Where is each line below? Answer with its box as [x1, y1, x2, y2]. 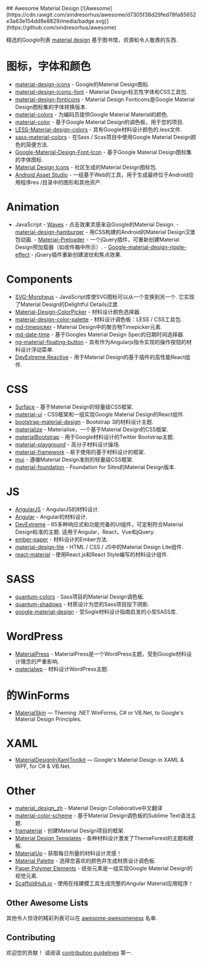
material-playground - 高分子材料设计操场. [14, 441, 121, 448]
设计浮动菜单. [20, 345, 54, 353]
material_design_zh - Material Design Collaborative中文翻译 [14, 805, 163, 812]
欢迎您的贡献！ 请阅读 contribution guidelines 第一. [6, 949, 133, 956]
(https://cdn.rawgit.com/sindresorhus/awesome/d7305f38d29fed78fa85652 [6, 11, 197, 18]
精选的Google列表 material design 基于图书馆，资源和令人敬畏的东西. [6, 36, 178, 43]
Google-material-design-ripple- [108, 243, 187, 251]
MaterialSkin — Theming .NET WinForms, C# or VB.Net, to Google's [14, 709, 184, 716]
